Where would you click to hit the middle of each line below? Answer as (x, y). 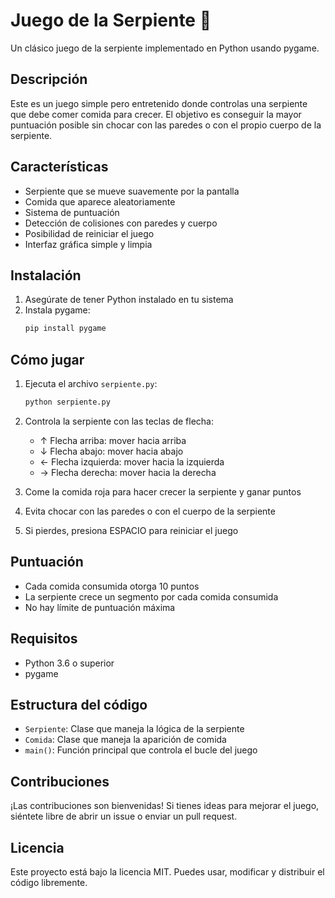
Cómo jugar (47, 359)
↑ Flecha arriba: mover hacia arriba (113, 440)
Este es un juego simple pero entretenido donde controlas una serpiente (159, 103)
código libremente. (49, 882)
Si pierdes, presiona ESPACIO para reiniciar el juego (131, 530)
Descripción (49, 79)
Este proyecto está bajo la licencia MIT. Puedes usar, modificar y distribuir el (167, 872)
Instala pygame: (57, 310)
